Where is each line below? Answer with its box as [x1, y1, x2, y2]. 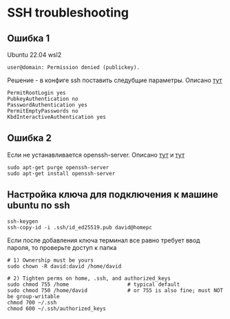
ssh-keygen [7, 217, 39, 225]
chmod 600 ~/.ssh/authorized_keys [7, 305, 107, 312]
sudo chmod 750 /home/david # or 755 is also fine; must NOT [7, 287, 224, 294]
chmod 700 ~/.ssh [7, 299, 57, 306]
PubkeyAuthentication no [7, 95, 79, 102]
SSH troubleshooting [7, 5, 129, 21]
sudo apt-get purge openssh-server [7, 164, 109, 171]
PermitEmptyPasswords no [7, 108, 79, 115]
